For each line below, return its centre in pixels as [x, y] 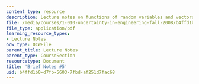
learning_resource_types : [38, 34]
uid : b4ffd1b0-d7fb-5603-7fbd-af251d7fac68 [61, 72]
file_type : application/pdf [41, 28]
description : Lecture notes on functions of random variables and [90, 17]
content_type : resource [36, 12]
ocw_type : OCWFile [29, 45]
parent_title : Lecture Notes [42, 50]
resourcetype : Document [36, 61]
